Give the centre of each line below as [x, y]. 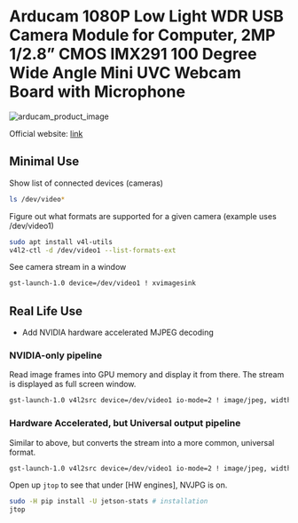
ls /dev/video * [37, 199]
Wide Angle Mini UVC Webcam [125, 73]
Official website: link [46, 133]
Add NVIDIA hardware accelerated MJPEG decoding [118, 333]
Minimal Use [44, 162]
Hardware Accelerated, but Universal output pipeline [125, 424]
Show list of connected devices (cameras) [86, 183]
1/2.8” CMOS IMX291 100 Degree [133, 54]
